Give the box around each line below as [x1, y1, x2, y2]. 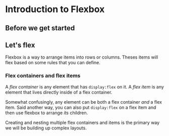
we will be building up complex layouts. [5, 125, 87, 131]
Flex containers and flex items [5, 72, 81, 79]
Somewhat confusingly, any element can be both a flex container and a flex [5, 99, 162, 105]
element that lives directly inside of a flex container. [5, 89, 112, 95]
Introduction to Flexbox [5, 4, 105, 15]
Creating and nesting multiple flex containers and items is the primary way [5, 119, 160, 125]
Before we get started [5, 24, 75, 32]
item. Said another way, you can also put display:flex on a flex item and [5, 104, 156, 110]
